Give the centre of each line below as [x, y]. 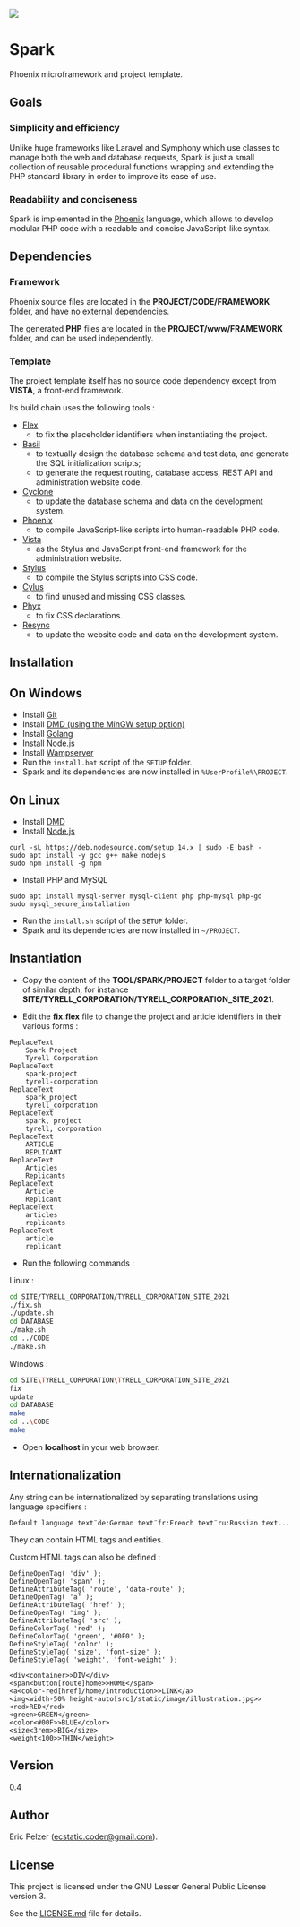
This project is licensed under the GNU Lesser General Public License [138, 1887]
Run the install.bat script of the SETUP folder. [107, 763]
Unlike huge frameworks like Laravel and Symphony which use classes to [145, 147]
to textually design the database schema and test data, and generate [162, 454]
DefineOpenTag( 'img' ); [56, 1612]
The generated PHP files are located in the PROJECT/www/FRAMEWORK [146, 328]
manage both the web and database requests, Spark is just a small [132, 157]
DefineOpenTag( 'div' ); [56, 1573]
